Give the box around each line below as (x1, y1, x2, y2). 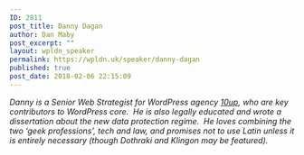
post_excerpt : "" (9, 38, 75, 48)
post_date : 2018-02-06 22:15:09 (9, 72, 131, 81)
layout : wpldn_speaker (9, 47, 95, 56)
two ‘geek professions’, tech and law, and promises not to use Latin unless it (9, 125, 295, 136)
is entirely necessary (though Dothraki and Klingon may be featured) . (9, 134, 269, 145)
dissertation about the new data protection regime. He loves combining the (9, 115, 292, 126)
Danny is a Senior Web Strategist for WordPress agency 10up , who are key (9, 96, 290, 107)
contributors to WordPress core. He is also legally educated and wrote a (9, 105, 282, 117)
